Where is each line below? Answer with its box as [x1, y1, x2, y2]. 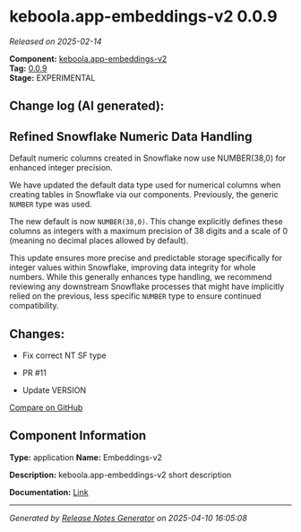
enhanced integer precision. [9, 162, 114, 173]
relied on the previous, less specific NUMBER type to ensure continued [9, 291, 262, 301]
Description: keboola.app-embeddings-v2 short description [9, 469, 232, 480]
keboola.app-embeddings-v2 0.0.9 [9, 6, 278, 27]
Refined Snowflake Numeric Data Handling [9, 128, 253, 144]
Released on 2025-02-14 [9, 36, 102, 47]
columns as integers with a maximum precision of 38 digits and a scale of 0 [9, 226, 288, 237]
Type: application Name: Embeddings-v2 [9, 451, 163, 463]
